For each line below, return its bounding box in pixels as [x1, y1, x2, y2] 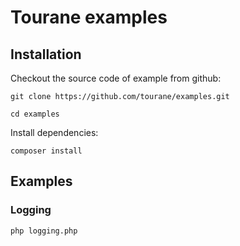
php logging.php [10, 226, 78, 236]
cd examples [10, 109, 60, 119]
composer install [10, 146, 83, 156]
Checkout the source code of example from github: [10, 72, 222, 84]
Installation [10, 46, 82, 63]
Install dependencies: [10, 127, 99, 138]
